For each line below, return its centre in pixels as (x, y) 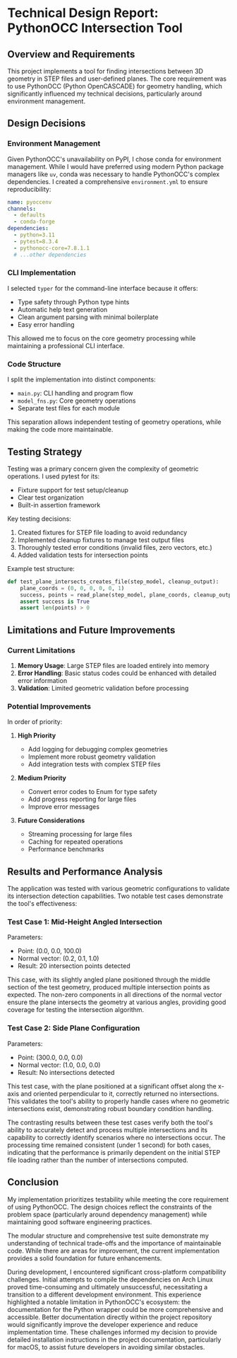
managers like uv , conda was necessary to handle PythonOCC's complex (114, 174)
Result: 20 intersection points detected (74, 966)
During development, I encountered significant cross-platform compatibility (117, 1272)
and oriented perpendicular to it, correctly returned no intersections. (120, 1093)
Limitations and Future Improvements (91, 630)
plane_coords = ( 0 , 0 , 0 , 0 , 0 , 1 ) (72, 588)
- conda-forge (34, 222)
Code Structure (34, 364)
